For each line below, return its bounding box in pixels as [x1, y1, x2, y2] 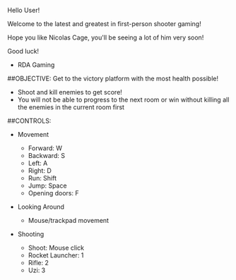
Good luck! [7, 47, 40, 55]
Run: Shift [28, 174, 57, 182]
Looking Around [17, 202, 65, 211]
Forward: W [28, 144, 62, 152]
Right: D [28, 166, 52, 175]
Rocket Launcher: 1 [28, 251, 84, 260]
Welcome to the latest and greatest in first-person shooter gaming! [7, 20, 201, 28]
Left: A [28, 159, 48, 167]
